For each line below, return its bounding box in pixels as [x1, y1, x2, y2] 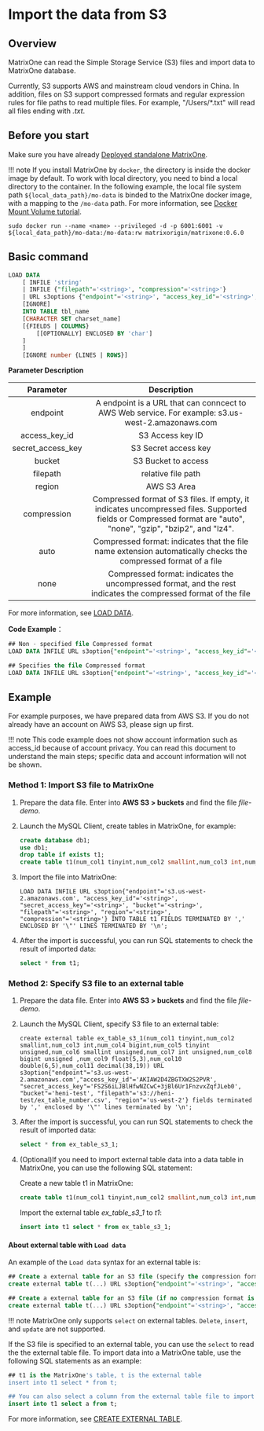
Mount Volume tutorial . [8, 207, 82, 216]
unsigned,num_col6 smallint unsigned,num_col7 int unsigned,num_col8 [19, 1048, 253, 1056]
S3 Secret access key [130, 442, 211, 453]
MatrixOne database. [8, 66, 76, 75]
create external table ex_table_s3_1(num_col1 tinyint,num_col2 [19, 1035, 235, 1043]
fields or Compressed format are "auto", [97, 513, 245, 524]
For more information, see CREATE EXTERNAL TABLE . [8, 1414, 183, 1424]
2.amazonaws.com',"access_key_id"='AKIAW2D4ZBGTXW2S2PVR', [19, 1076, 218, 1084]
